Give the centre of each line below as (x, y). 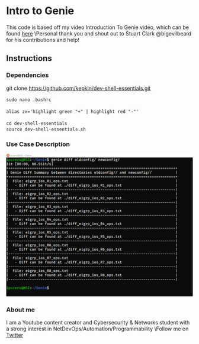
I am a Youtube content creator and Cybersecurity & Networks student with (98, 323)
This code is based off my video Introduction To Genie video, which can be (98, 27)
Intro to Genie (40, 11)
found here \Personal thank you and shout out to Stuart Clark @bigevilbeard (99, 33)
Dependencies (28, 75)
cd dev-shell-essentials (37, 123)
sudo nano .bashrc (29, 100)
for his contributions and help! (43, 40)
